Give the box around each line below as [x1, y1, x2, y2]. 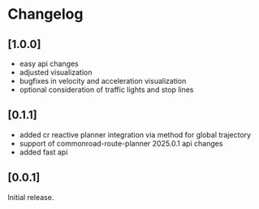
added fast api [19, 147, 68, 157]
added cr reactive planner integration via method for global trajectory [19, 129, 252, 139]
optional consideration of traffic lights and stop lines [19, 85, 194, 94]
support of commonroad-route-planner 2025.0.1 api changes [19, 138, 223, 148]
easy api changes [19, 59, 79, 68]
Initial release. [7, 192, 54, 202]
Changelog [7, 5, 84, 24]
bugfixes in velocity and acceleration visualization [19, 76, 187, 85]
